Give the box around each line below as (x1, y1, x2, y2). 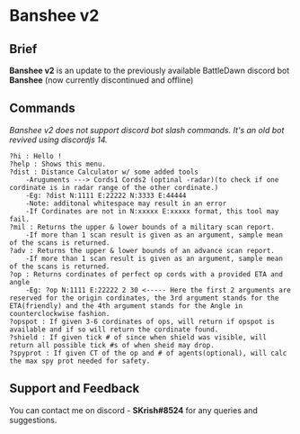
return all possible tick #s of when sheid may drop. (9, 340, 216, 349)
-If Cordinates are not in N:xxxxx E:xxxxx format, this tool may (25, 206, 279, 216)
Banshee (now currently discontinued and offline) (9, 75, 194, 86)
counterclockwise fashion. (9, 309, 110, 318)
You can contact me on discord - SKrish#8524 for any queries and (9, 404, 258, 415)
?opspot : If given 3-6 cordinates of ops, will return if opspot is (9, 317, 276, 326)
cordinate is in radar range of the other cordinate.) (9, 183, 219, 192)
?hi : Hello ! (9, 151, 63, 160)
